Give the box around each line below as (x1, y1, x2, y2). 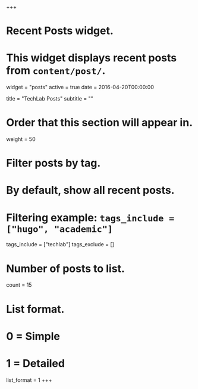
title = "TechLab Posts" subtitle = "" (6, 95, 93, 102)
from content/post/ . (6, 64, 106, 77)
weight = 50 (6, 136, 36, 143)
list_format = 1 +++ (6, 376, 52, 384)
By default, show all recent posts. (6, 184, 175, 197)
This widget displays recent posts (6, 51, 177, 65)
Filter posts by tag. (6, 156, 101, 170)
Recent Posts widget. (6, 24, 114, 37)
